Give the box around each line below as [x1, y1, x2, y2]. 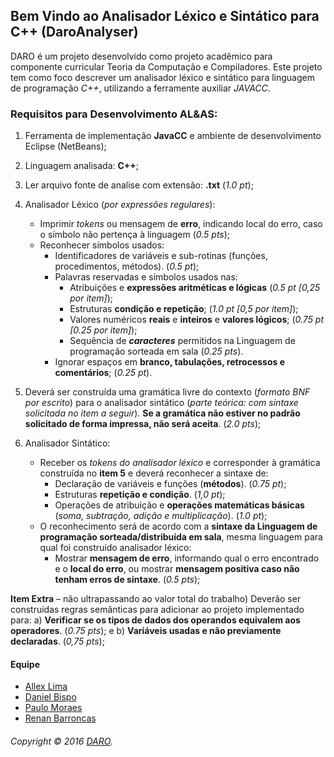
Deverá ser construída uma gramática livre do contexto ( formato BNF [24, 386, 311, 398]
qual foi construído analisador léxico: [39, 542, 192, 554]
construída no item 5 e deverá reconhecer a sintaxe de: [39, 467, 269, 479]
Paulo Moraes [24, 702, 83, 714]
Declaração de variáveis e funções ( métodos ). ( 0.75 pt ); [54, 478, 287, 490]
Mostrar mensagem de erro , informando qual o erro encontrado [54, 552, 320, 564]
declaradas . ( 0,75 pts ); [10, 635, 105, 648]
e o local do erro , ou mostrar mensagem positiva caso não [54, 563, 300, 575]
